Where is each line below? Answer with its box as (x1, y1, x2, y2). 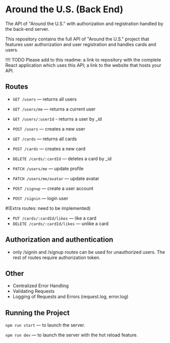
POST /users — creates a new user (12, 125, 86, 132)
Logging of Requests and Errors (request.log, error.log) (12, 293, 129, 300)
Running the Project (5, 308, 70, 317)
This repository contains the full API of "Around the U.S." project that (5, 36, 150, 42)
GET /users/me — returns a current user (12, 106, 96, 112)
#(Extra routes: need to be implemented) (5, 205, 91, 211)
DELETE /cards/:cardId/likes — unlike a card (12, 220, 109, 226)
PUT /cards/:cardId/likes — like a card (12, 215, 97, 221)
